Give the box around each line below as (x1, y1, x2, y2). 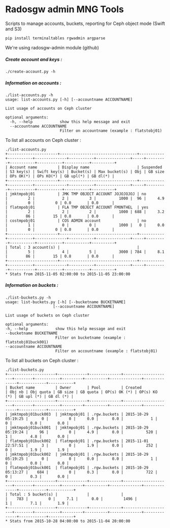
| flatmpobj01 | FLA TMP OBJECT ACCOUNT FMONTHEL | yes (5, 204, 149, 210)
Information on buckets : (5, 282, 58, 288)
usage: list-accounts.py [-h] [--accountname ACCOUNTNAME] (5, 97, 133, 102)
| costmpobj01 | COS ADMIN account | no (5, 218, 146, 223)
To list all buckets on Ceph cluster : (5, 357, 79, 363)
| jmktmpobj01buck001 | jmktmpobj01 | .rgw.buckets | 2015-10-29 (5, 425, 149, 430)
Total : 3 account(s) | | (10, 245, 140, 250)
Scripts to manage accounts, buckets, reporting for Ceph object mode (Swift (5, 20, 165, 26)
